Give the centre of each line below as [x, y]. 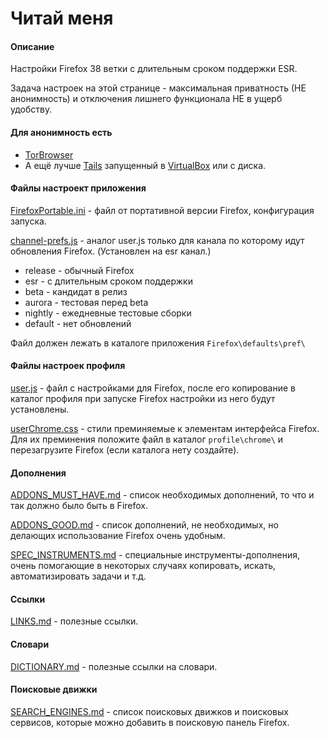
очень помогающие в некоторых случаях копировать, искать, [143, 566]
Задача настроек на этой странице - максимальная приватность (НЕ [158, 88]
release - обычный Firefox [79, 270]
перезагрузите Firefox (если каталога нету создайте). [125, 450]
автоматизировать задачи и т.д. [78, 576]
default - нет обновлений [78, 323]
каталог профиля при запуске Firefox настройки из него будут [143, 398]
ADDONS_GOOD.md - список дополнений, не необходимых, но [144, 525]
